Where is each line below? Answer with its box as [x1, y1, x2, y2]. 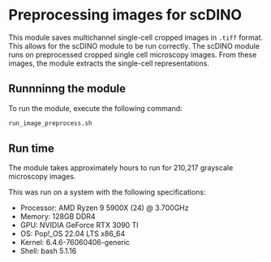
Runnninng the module [8, 82, 127, 96]
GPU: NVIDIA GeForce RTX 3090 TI [19, 221, 140, 230]
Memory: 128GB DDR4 [19, 212, 96, 221]
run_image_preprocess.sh [8, 119, 92, 127]
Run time [8, 142, 54, 156]
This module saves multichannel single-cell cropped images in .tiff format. [8, 32, 264, 42]
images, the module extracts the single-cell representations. [8, 58, 209, 68]
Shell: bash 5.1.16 [19, 246, 77, 256]
